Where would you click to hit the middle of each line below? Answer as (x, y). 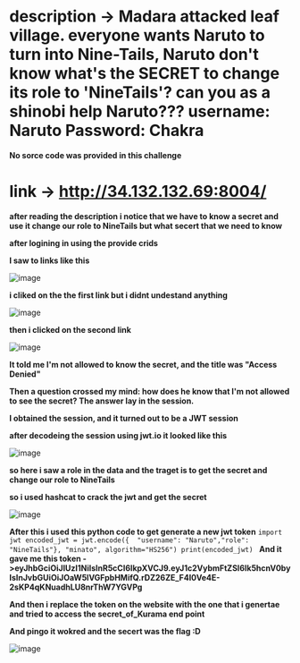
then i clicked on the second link (71, 329)
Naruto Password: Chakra (107, 131)
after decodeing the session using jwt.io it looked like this (118, 435)
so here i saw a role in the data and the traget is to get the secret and (138, 470)
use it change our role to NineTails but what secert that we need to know (146, 225)
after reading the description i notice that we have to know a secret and (144, 216)
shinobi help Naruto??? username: (140, 111)
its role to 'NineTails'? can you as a (140, 93)
